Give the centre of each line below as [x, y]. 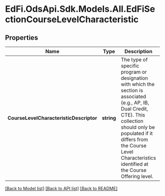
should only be [138, 127]
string [109, 118]
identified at [135, 164]
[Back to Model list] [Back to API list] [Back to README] [61, 188]
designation [135, 78]
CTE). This [133, 115]
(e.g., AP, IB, [135, 103]
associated [134, 97]
